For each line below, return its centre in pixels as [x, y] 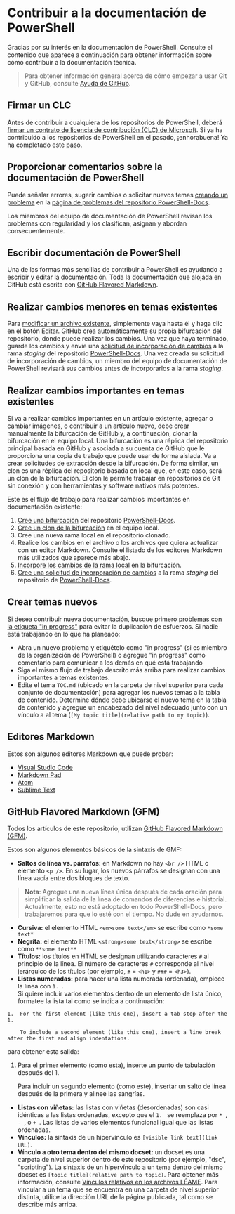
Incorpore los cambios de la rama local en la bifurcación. [100, 565]
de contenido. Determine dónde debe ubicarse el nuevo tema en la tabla [122, 700]
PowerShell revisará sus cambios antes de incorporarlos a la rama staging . [115, 368]
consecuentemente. [36, 230]
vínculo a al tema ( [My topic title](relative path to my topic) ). [114, 714]
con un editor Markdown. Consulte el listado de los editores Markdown [120, 550]
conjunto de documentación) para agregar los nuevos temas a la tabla [119, 692]
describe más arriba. [47, 1205]
